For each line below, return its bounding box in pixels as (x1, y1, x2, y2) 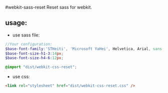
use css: (12, 73, 30, 79)
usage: (5, 18, 27, 27)
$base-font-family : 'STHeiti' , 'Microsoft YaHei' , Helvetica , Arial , (5, 46, 151, 51)
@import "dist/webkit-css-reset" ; (5, 64, 77, 69)
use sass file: (12, 32, 40, 38)
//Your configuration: (5, 41, 52, 46)
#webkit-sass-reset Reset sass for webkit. (5, 4, 92, 10)
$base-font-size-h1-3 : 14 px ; (5, 51, 64, 56)
